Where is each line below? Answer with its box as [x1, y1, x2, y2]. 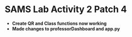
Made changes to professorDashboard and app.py [12, 25, 120, 31]
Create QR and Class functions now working [12, 20, 107, 26]
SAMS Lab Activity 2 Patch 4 [5, 4, 127, 15]
